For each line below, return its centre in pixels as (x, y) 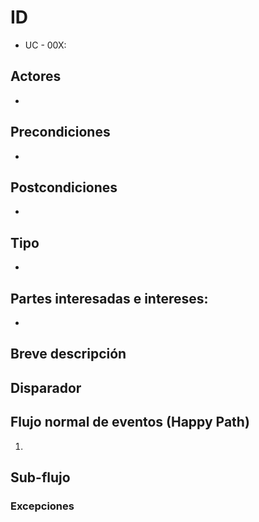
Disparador (46, 387)
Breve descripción (68, 354)
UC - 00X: (45, 45)
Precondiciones (60, 132)
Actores (36, 76)
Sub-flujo (40, 477)
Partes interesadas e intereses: (109, 298)
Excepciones (42, 506)
